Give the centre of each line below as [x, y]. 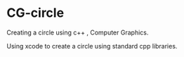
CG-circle [35, 13]
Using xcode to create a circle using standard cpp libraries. [92, 46]
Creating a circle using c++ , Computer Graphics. [78, 32]
